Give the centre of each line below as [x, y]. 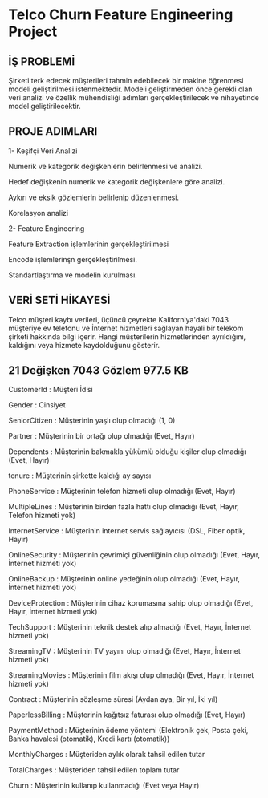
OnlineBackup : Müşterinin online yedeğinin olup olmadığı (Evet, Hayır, [124, 579]
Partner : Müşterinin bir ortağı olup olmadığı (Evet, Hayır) [102, 436]
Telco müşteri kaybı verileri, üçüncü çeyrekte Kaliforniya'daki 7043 [119, 319]
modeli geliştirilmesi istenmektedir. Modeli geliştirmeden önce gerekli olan [130, 89]
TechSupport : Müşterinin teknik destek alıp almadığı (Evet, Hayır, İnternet [130, 627]
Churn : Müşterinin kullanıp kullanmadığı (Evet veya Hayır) [104, 786]
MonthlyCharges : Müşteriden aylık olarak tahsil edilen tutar [107, 755]
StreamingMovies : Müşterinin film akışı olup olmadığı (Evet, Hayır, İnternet [131, 675]
